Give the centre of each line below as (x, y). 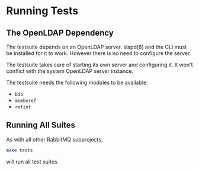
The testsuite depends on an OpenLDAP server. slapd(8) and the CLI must (97, 47)
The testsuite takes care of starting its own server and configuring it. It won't (100, 65)
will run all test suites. (33, 162)
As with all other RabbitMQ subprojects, (54, 139)
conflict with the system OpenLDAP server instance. (70, 71)
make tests (20, 150)
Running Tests (42, 11)
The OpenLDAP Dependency (60, 33)
